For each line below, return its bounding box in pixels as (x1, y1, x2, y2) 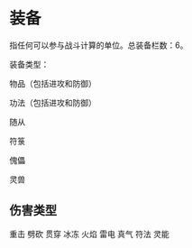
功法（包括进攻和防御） (9, 96, 96, 108)
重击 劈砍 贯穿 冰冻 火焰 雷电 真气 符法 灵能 (9, 228, 169, 239)
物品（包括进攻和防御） (9, 78, 96, 88)
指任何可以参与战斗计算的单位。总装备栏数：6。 (9, 40, 188, 51)
